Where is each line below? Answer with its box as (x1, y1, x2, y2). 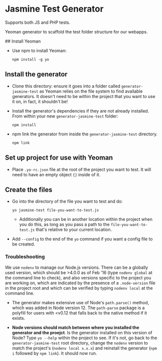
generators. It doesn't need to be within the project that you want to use (12, 93, 156, 99)
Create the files (5, 185, 52, 194)
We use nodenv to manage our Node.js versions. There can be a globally (5, 264, 148, 270)
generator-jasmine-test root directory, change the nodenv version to (12, 340, 148, 345)
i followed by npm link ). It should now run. (12, 350, 97, 356)
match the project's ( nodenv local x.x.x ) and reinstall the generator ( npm (12, 345, 157, 351)
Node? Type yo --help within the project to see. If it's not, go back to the (12, 335, 157, 341)
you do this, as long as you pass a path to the (19, 222, 110, 228)
